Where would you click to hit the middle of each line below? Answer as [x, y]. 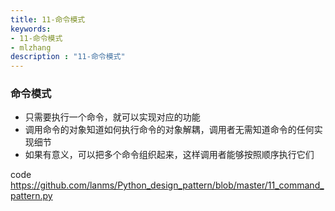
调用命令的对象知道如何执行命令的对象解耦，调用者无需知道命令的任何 [169, 130]
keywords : [31, 29]
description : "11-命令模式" [68, 57]
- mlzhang [31, 47]
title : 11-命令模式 [48, 19]
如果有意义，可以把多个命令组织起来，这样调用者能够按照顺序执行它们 [169, 155]
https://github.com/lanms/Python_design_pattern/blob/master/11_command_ [167, 185]
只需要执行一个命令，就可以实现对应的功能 [112, 117]
